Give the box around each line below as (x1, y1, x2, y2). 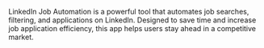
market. (8, 32, 34, 42)
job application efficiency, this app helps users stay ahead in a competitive (8, 24, 257, 33)
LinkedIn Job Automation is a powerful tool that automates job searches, (8, 7, 249, 16)
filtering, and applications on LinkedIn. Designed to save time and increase (8, 15, 257, 25)
